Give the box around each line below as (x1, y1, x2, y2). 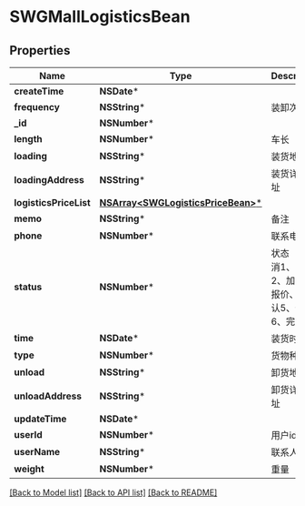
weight (14, 462, 45, 475)
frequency (14, 101, 61, 113)
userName (14, 446, 61, 458)
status (14, 280, 43, 293)
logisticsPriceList (14, 197, 91, 208)
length (14, 133, 43, 145)
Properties (9, 43, 71, 58)
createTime (14, 85, 64, 97)
